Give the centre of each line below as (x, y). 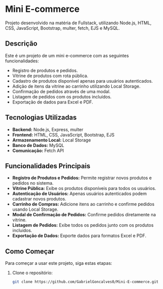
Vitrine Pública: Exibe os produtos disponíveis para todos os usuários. (84, 189)
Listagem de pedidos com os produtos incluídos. (62, 96)
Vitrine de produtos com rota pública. (50, 76)
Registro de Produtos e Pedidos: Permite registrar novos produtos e (82, 178)
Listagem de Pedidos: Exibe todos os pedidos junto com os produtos (83, 225)
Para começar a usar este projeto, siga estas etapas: (59, 263)
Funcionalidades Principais (48, 166)
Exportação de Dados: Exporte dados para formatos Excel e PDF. (79, 236)
